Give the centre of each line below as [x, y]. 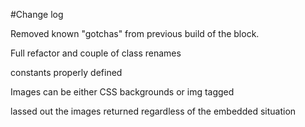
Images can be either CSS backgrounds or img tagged [122, 92]
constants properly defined [66, 72]
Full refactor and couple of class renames [96, 53]
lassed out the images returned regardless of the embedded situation [153, 111]
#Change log [37, 14]
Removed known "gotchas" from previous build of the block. [135, 33]
